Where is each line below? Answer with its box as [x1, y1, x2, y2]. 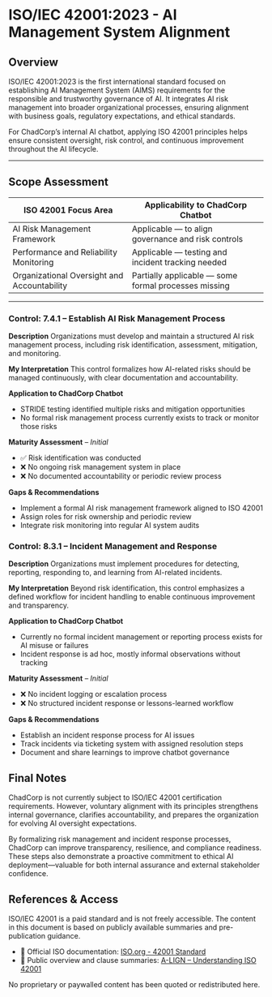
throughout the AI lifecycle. [8, 144, 99, 153]
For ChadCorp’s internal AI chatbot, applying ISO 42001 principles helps [8, 127, 249, 136]
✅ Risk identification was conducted [19, 453, 142, 463]
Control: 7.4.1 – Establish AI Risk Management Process [8, 312, 226, 324]
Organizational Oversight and [12, 269, 124, 281]
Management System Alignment [8, 23, 231, 41]
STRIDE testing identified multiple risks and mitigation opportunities [19, 404, 245, 415]
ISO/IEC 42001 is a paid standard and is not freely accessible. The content [8, 914, 257, 924]
